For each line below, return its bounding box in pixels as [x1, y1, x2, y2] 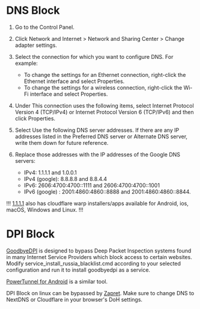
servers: [14, 157, 36, 164]
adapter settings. [14, 41, 57, 49]
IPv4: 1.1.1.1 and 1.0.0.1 [23, 169, 77, 176]
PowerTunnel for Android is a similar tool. [6, 278, 108, 285]
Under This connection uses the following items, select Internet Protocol [14, 102, 194, 109]
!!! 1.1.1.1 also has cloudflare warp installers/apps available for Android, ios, [6, 200, 189, 207]
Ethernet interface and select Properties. [23, 78, 125, 85]
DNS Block [6, 4, 60, 17]
